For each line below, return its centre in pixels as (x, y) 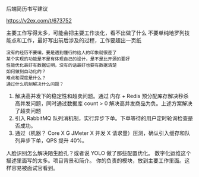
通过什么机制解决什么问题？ (35, 84)
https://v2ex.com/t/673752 (39, 20)
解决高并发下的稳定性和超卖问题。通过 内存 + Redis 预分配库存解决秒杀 (102, 96)
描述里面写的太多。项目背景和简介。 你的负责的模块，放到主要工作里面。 (95, 160)
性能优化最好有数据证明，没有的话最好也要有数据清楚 (61, 65)
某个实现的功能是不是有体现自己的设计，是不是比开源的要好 (68, 59)
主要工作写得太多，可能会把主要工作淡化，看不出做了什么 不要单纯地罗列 (95, 33)
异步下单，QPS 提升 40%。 (53, 140)
